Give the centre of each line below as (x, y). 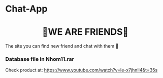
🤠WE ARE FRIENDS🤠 (85, 32)
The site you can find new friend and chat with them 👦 (62, 46)
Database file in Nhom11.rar (40, 59)
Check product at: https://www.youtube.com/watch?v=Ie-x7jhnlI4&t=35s (81, 70)
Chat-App (26, 9)
